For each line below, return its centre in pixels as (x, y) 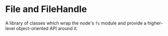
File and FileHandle (46, 9)
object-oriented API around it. (47, 28)
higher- (155, 23)
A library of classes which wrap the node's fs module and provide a (76, 23)
